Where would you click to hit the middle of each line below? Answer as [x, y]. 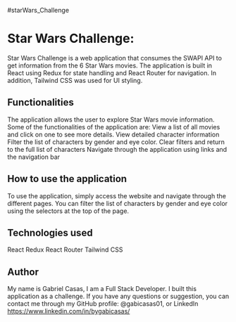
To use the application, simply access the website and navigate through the [117, 195]
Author [23, 272]
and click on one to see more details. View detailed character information [113, 134]
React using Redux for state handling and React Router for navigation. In [112, 72]
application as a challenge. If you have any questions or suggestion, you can [118, 296]
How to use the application [67, 179]
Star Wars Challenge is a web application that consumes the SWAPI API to [114, 58]
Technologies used [50, 232]
